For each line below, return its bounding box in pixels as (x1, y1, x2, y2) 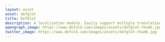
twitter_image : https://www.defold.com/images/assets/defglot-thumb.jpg (5, 29, 157, 34)
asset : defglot (5, 12, 36, 16)
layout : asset (5, 7, 34, 12)
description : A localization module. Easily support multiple (5, 20, 135, 26)
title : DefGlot (5, 16, 36, 21)
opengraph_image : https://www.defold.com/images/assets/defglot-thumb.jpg (5, 25, 162, 30)
